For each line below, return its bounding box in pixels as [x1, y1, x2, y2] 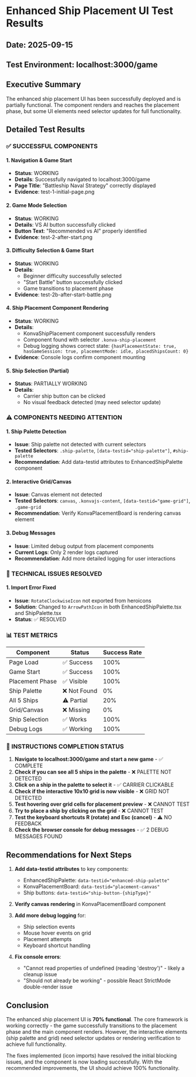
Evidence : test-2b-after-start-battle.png [14, 291, 112, 298]
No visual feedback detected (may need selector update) [23, 399, 161, 406]
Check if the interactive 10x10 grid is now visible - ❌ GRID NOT [14, 788, 170, 795]
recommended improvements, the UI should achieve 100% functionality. [6, 1064, 180, 1071]
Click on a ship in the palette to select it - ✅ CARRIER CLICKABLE [14, 781, 174, 788]
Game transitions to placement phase [23, 285, 114, 292]
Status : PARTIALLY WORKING [14, 380, 88, 387]
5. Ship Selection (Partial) [6, 367, 69, 374]
